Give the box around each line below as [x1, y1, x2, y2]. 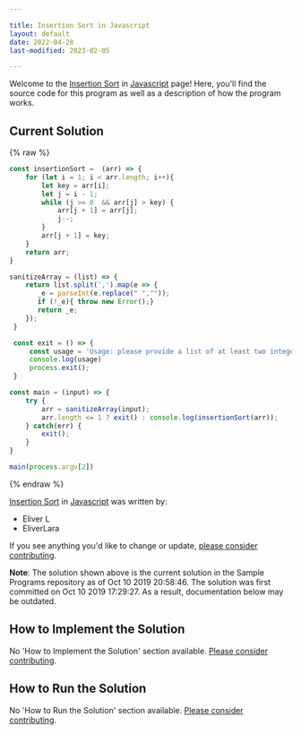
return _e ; [37, 306, 78, 315]
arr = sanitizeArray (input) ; [41, 404, 150, 413]
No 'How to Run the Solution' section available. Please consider [9, 704, 244, 715]
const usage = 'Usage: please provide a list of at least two [29, 347, 267, 356]
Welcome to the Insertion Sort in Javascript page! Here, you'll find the [9, 78, 267, 90]
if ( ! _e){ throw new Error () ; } [37, 298, 154, 307]
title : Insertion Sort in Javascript [9, 21, 150, 30]
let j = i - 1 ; [41, 189, 99, 198]
